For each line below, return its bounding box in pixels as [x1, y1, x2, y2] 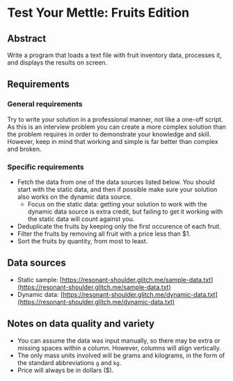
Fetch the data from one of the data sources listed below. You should [17, 177, 215, 186]
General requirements [7, 99, 83, 109]
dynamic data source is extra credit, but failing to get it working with [27, 207, 223, 216]
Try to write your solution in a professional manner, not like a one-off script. [7, 115, 224, 123]
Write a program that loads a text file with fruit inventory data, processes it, [7, 51, 223, 59]
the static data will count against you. [27, 214, 135, 223]
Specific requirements [7, 162, 85, 172]
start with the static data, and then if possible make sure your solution [17, 185, 218, 193]
